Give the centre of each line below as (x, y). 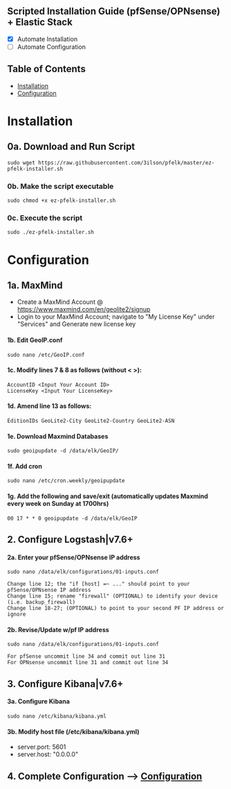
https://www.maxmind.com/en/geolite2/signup (84, 309)
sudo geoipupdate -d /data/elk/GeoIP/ (63, 451)
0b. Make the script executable (61, 186)
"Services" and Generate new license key (76, 324)
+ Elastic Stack (40, 23)
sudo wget (21, 162)
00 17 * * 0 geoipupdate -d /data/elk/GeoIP (72, 518)
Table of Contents (47, 69)
